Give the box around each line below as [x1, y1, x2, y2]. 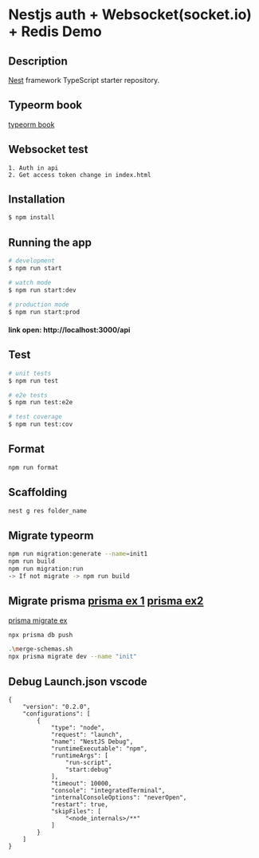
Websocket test [8, 143, 88, 156]
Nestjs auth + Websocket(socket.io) [8, 6, 253, 24]
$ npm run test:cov [8, 420, 73, 428]
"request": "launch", [50, 730, 124, 738]
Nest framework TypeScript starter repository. [8, 76, 160, 85]
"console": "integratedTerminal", [50, 786, 166, 794]
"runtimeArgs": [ [50, 751, 109, 759]
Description [8, 54, 68, 68]
